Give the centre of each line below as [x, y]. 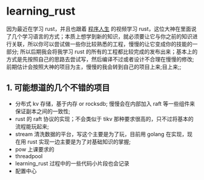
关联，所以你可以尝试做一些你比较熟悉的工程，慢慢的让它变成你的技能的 [102, 44]
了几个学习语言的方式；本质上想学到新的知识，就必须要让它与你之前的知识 [99, 36]
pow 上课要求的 [35, 149]
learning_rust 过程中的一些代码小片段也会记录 [72, 163]
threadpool [29, 156]
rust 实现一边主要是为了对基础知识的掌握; [79, 142]
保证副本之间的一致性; [43, 111]
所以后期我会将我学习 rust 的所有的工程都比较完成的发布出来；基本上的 [109, 51]
